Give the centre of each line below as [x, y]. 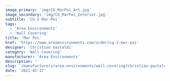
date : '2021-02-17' [26, 71]
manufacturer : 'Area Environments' [43, 57]
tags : [11, 24]
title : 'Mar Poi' [24, 38]
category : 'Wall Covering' [34, 52]
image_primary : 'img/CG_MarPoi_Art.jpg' [49, 10]
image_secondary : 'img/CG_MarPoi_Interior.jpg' [56, 15]
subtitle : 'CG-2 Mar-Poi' [32, 19]
